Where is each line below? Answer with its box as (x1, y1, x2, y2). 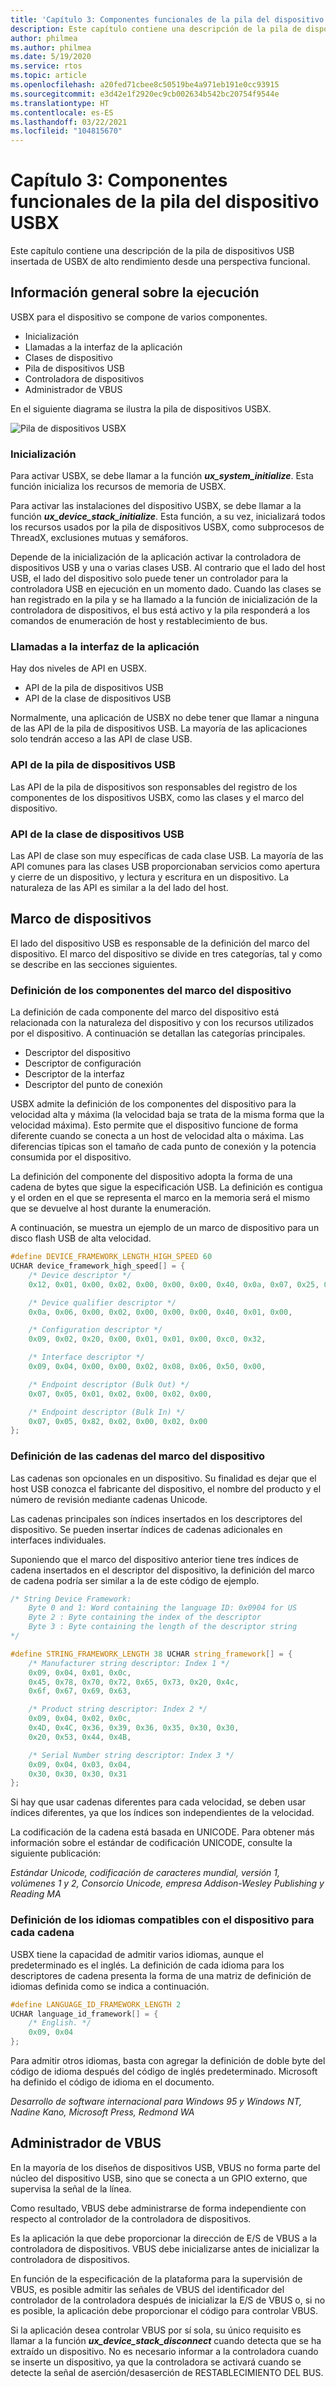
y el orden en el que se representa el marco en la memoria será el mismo (10, 1192, 311, 1204)
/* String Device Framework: (10, 1594, 132, 1604)
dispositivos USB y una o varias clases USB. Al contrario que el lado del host (10, 562, 326, 574)
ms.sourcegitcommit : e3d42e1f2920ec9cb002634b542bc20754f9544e (10, 89, 280, 99)
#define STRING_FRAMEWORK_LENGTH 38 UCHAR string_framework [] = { (10, 1649, 293, 1659)
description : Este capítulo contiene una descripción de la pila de (10, 24, 302, 34)
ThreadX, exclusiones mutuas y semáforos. (10, 532, 189, 544)
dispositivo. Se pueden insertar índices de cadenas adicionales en (10, 1523, 283, 1535)
